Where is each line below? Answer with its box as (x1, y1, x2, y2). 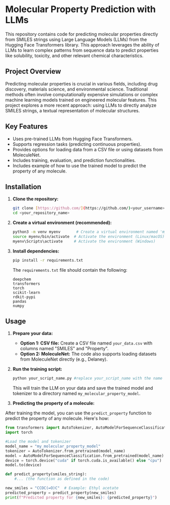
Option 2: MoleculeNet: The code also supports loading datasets (20, 351, 157, 357)
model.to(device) (5, 462, 42, 468)
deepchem (12, 277, 31, 282)
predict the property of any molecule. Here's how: (5, 415, 110, 422)
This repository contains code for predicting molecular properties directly (5, 31, 158, 37)
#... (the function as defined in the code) (14, 477, 110, 482)
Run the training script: (12, 366, 62, 372)
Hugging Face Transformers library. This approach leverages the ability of (5, 41, 159, 48)
